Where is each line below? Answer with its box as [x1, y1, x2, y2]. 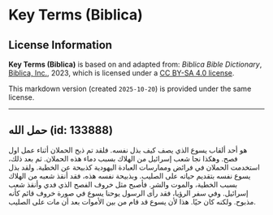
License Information [8, 38, 112, 52]
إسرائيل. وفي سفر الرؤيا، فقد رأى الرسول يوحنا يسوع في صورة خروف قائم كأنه [8, 188, 249, 198]
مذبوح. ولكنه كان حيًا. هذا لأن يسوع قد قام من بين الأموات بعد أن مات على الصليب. [8, 196, 256, 206]
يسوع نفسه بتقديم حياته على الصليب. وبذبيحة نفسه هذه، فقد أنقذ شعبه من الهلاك [8, 170, 251, 180]
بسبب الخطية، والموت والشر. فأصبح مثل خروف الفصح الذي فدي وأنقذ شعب [8, 179, 238, 189]
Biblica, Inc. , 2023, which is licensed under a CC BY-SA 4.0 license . [8, 68, 235, 78]
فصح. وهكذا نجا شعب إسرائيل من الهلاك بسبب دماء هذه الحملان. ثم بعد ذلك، [8, 153, 238, 163]
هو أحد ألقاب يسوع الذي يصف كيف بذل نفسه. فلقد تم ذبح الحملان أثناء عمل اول [8, 144, 248, 155]
